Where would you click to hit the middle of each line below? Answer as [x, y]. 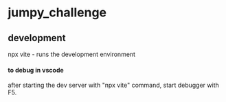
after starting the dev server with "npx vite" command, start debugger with [113, 85]
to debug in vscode [36, 70]
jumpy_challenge [57, 13]
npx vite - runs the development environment [72, 54]
